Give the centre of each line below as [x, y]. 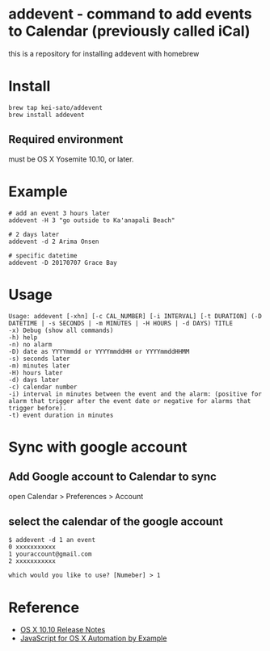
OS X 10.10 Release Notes [63, 630]
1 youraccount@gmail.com [50, 554]
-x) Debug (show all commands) [61, 330]
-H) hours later [36, 372]
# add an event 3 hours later [59, 213]
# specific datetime [43, 255]
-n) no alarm [30, 344]
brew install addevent [46, 115]
